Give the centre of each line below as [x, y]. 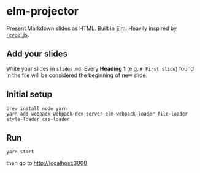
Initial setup [29, 94]
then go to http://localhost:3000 [47, 163]
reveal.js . [18, 34]
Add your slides [37, 54]
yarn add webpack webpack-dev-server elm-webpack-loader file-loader [97, 114]
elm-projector [42, 11]
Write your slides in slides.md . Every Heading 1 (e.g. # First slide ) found [100, 68]
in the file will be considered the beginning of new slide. [77, 75]
